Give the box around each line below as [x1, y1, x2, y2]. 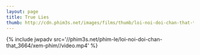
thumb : [6, 20, 23, 25]
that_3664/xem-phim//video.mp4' [6, 42, 89, 49]
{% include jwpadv [6, 36, 52, 43]
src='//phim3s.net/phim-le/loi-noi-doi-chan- [53, 36, 162, 43]
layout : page [6, 8, 39, 15]
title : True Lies [6, 14, 49, 20]
